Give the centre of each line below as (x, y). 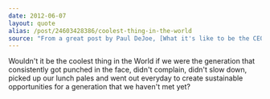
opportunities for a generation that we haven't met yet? (100, 87)
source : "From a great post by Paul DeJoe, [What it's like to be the (129, 38)
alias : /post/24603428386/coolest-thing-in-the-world (100, 31)
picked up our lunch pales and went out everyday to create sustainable (126, 78)
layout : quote (32, 23)
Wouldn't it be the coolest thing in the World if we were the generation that (132, 61)
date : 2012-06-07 (37, 16)
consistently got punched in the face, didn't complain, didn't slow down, (128, 70)
